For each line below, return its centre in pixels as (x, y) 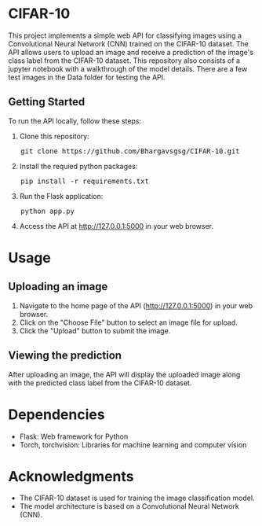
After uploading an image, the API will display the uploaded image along (124, 374)
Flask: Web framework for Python (74, 436)
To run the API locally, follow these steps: (75, 121)
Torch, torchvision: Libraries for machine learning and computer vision (133, 444)
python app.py (47, 211)
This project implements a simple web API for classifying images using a (125, 35)
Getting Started (47, 102)
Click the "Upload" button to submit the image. (95, 330)
